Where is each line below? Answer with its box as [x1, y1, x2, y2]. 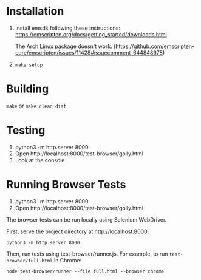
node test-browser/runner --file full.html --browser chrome [6, 268, 165, 275]
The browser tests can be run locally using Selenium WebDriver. [6, 216, 167, 223]
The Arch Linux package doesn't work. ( [15, 43, 116, 50]
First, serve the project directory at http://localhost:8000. [6, 228, 149, 235]
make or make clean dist [6, 102, 67, 109]
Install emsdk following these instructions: [15, 24, 120, 32]
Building [6, 82, 49, 96]
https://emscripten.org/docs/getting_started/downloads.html [15, 30, 167, 38]
